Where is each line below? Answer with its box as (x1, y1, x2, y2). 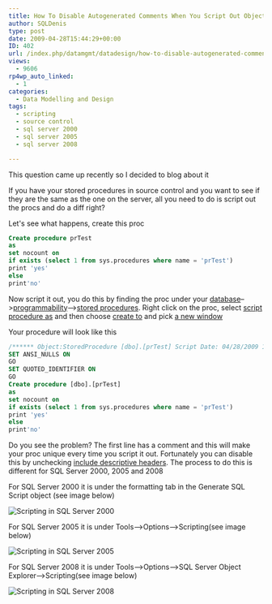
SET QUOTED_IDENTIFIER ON (8, 365, 96, 373)
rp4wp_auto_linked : (8, 72, 74, 80)
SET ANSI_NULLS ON (8, 350, 70, 358)
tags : (8, 102, 27, 110)
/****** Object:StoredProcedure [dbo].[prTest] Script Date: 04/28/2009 (8, 343, 259, 351)
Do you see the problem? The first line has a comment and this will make (8, 440, 251, 451)
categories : (8, 87, 49, 96)
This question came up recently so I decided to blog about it (8, 170, 209, 179)
